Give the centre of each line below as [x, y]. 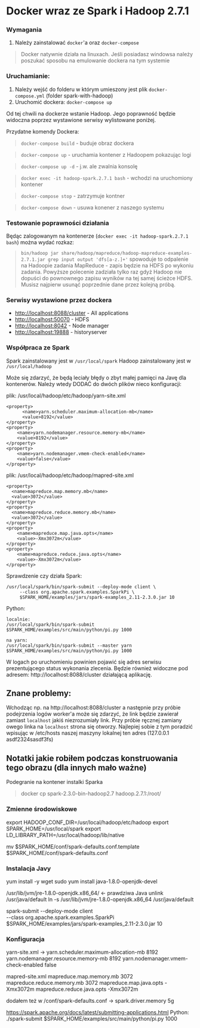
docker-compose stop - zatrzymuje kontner [73, 196]
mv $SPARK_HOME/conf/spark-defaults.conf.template [73, 846]
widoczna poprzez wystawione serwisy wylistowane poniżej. [81, 120]
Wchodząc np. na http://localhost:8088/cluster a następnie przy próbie [93, 708]
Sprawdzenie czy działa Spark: [44, 576]
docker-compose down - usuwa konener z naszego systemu [92, 207]
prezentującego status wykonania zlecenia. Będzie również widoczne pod [97, 668]
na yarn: [17, 640]
